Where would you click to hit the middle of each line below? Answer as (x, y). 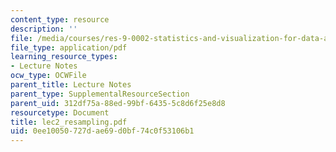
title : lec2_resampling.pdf (69, 122)
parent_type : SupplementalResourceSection (100, 94)
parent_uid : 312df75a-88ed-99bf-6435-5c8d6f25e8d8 (118, 103)
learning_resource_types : (64, 57)
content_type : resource (60, 19)
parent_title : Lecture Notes (71, 85)
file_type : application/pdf (69, 47)
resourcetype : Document (60, 112)
